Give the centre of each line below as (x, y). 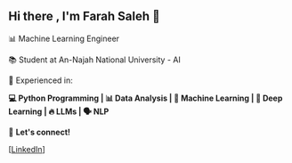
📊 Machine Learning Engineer (64, 38)
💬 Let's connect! (39, 132)
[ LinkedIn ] (27, 149)
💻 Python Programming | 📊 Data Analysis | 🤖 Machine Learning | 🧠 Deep (146, 98)
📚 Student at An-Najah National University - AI (95, 60)
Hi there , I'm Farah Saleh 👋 (85, 16)
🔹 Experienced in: (41, 80)
